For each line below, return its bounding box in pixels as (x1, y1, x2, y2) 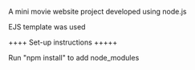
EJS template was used (8, 22, 86, 31)
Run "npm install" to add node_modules (8, 53, 140, 62)
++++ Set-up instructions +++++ (8, 37, 118, 47)
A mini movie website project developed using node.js (8, 7, 187, 16)
